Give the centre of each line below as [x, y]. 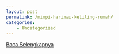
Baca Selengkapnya [30, 45]
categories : [20, 22]
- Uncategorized [36, 28]
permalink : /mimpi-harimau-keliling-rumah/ [60, 17]
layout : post [22, 11]
